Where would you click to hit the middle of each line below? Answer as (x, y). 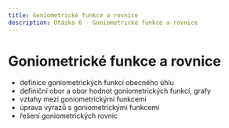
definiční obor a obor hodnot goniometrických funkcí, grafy (115, 91)
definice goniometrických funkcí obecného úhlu (97, 83)
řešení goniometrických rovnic (69, 116)
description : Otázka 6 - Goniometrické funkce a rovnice (103, 23)
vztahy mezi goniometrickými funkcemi (83, 99)
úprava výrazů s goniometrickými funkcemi (89, 108)
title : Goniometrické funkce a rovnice (73, 15)
